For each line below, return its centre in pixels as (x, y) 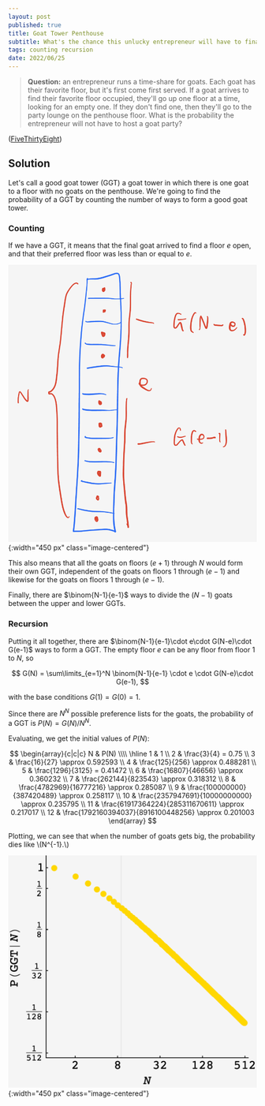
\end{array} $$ (132, 820)
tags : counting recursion (50, 50)
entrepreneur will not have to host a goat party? (105, 123)
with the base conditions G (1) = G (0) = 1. (75, 697)
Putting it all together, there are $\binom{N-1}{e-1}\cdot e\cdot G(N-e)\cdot (130, 641)
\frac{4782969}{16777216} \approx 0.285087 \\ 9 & (102, 787)
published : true (35, 25)
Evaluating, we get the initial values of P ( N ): (79, 738)
